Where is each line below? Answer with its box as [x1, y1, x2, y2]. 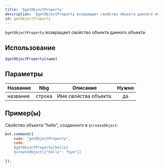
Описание [72, 84, 97, 91]
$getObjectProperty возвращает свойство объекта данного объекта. [5, 30, 147, 36]
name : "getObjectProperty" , [14, 136, 70, 141]
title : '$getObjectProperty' [5, 7, 64, 12]
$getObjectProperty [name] [5, 56, 57, 61]
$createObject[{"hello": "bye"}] [14, 149, 81, 155]
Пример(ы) [5, 109, 41, 117]
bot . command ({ [5, 131, 34, 136]
